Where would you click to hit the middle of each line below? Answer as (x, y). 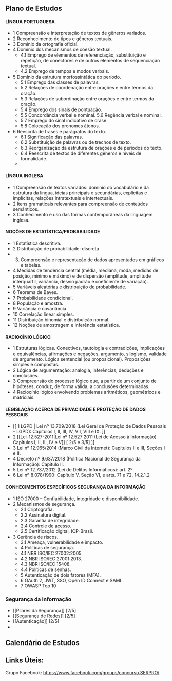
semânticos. (26, 209)
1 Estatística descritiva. (37, 243)
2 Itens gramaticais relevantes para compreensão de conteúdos (80, 204)
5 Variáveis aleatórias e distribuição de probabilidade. (70, 287)
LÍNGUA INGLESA (24, 176)
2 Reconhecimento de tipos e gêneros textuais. (63, 39)
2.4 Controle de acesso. (46, 526)
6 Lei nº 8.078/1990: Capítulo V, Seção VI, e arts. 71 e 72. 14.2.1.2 (81, 475)
